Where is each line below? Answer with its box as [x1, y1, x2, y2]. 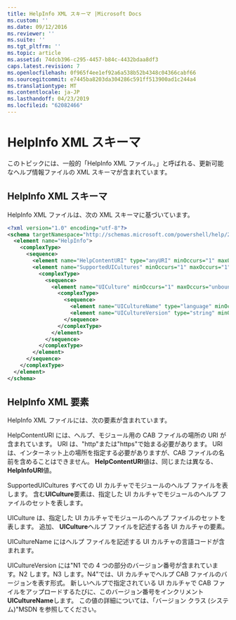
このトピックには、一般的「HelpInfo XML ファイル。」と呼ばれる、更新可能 [7, 159, 224, 167]
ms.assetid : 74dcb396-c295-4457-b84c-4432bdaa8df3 [7, 56, 159, 63]
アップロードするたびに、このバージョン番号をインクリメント [25, 588, 204, 596]
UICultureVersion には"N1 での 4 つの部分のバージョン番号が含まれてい [7, 561, 213, 570]
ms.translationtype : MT [7, 82, 77, 89]
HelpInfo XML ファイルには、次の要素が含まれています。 [7, 416, 171, 424]
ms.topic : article [7, 50, 61, 57]
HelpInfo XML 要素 [7, 396, 89, 408]
